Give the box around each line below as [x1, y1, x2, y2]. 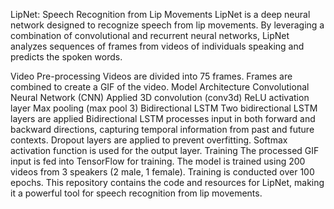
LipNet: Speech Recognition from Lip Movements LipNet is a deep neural [10, 9, 311, 20]
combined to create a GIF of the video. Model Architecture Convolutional [10, 81, 310, 93]
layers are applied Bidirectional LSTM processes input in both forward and [10, 113, 316, 124]
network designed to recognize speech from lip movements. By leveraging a [10, 19, 325, 31]
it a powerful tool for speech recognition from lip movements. [10, 187, 263, 199]
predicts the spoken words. [10, 51, 123, 63]
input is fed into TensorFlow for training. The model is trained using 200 [10, 155, 306, 167]
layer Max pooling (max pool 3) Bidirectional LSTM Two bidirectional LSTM [10, 102, 318, 114]
